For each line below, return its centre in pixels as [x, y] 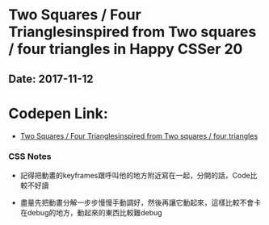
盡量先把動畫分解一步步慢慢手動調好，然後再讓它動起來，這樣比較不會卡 [140, 202]
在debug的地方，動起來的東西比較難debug [91, 212]
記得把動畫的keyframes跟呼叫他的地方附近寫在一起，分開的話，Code [135, 175]
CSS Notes [30, 156]
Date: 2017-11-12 [51, 79]
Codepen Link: [59, 113]
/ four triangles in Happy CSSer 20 [126, 49]
